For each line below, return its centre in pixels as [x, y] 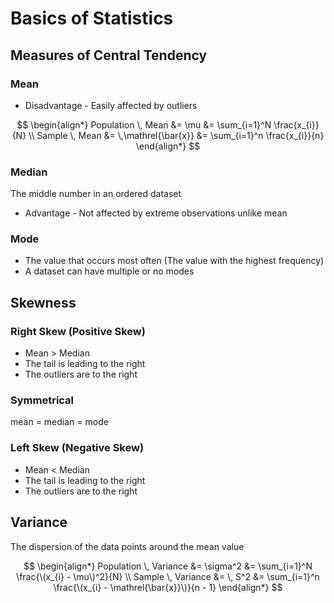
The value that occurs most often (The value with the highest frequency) [174, 261]
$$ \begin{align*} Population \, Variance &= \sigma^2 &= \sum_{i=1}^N [168, 566]
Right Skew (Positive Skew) [78, 331]
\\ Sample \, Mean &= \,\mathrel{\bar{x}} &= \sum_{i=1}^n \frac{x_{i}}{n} [176, 135]
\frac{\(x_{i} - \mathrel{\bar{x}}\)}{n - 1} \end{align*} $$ [168, 587]
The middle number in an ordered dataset [96, 194]
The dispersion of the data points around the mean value [127, 546]
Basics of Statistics [92, 18]
